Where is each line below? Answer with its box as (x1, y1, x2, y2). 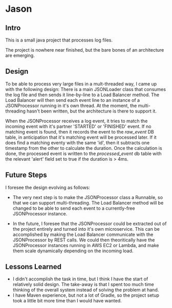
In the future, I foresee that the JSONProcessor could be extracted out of (12, 221, 167, 227)
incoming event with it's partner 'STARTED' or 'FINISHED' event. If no (5, 123, 152, 129)
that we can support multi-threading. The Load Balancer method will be (12, 200, 164, 206)
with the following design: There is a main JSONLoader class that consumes (5, 86, 166, 92)
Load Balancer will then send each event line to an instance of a (5, 97, 140, 103)
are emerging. (5, 52, 35, 58)
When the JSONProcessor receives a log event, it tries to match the (5, 118, 148, 124)
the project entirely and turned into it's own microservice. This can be (12, 226, 160, 232)
